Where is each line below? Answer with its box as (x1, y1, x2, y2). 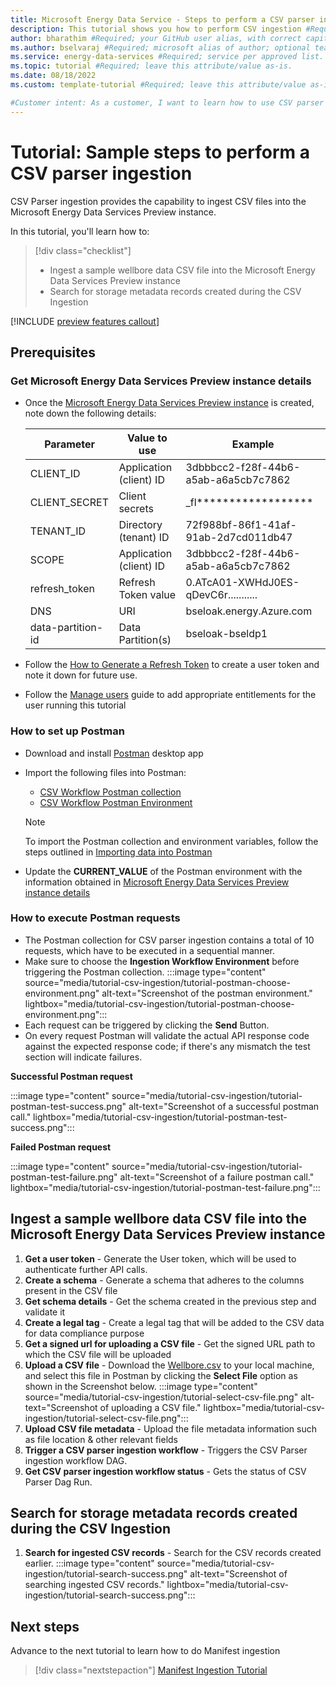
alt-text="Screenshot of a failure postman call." (119, 1171, 315, 1183)
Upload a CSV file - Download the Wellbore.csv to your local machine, (24, 1359, 315, 1371)
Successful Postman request (10, 1070, 133, 1082)
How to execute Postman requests (10, 911, 181, 925)
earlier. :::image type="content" (24, 1557, 155, 1570)
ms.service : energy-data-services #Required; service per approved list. (10, 52, 325, 62)
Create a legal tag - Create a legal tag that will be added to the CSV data (24, 1316, 325, 1328)
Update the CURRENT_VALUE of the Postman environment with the (24, 865, 303, 877)
